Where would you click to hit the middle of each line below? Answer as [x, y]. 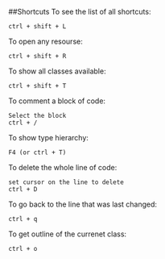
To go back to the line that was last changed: [83, 204]
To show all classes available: [57, 71]
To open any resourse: [45, 41]
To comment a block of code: [57, 101]
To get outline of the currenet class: [68, 234]
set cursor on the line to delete [66, 182]
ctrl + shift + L [37, 27]
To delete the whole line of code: [63, 167]
